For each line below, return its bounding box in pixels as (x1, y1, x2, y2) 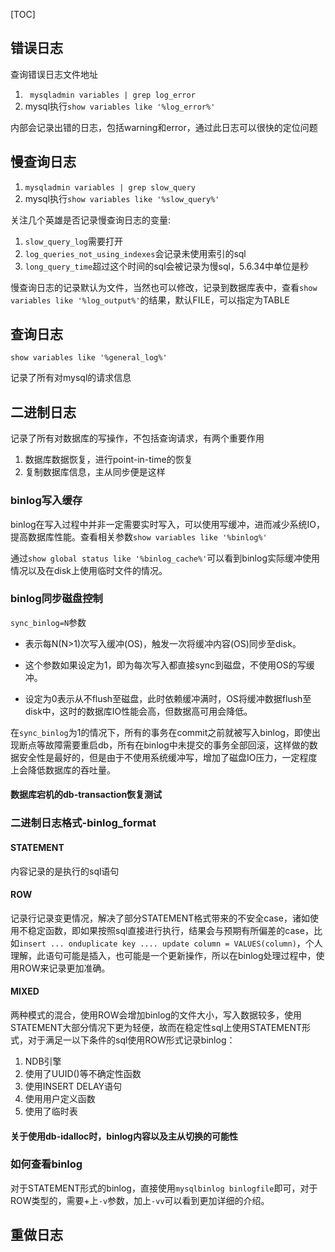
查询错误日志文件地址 (10, 68, 98, 80)
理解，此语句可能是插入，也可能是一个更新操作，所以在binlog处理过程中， (10, 949, 317, 961)
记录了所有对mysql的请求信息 (10, 372, 132, 384)
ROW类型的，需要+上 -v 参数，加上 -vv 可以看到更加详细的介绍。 (10, 1194, 270, 1206)
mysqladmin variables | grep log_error (29, 90, 196, 100)
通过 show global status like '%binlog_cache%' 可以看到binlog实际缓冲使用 (10, 552, 320, 564)
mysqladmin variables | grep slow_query (24, 182, 196, 193)
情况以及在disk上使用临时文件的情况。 (10, 564, 168, 576)
